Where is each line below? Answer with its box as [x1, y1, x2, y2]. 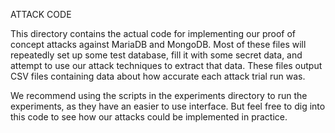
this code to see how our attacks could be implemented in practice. [10, 111, 288, 123]
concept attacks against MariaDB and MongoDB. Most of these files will [10, 39, 307, 50]
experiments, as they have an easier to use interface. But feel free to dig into [10, 100, 326, 112]
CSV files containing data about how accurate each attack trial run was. [10, 70, 306, 82]
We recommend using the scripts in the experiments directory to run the [10, 90, 308, 101]
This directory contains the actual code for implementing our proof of [10, 28, 297, 39]
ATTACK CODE [10, 9, 72, 20]
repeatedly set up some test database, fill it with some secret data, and [10, 49, 303, 61]
